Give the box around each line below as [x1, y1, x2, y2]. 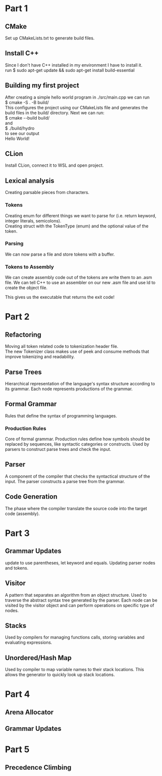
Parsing [5, 240, 24, 247]
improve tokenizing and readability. [5, 354, 75, 360]
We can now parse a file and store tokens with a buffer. [5, 251, 115, 257]
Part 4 [5, 689, 30, 700]
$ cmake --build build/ [5, 115, 50, 121]
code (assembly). [5, 511, 40, 517]
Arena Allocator [5, 708, 54, 716]
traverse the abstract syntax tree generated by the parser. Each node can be [5, 597, 158, 603]
